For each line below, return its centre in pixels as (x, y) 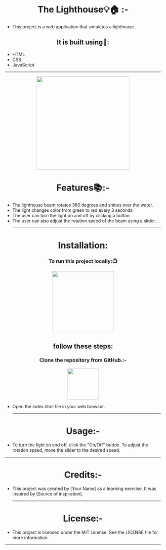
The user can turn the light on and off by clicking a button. (71, 215)
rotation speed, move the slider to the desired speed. (66, 450)
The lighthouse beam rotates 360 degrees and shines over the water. (83, 205)
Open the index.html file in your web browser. (59, 406)
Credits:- (83, 475)
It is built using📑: (83, 42)
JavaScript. (24, 64)
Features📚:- (83, 188)
